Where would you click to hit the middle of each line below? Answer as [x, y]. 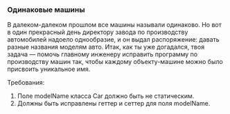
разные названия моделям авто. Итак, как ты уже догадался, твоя [106, 47]
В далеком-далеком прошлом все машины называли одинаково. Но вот [114, 25]
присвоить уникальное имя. [49, 69]
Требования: [26, 83]
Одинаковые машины [46, 10]
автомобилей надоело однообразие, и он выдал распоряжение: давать [113, 40]
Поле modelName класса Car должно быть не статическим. [106, 96]
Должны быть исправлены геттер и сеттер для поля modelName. [114, 104]
